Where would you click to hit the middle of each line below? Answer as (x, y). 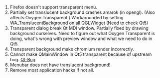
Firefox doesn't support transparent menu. (53, 7)
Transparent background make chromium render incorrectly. (72, 49)
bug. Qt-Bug (23, 59)
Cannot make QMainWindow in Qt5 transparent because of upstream (81, 54)
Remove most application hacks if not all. (52, 70)
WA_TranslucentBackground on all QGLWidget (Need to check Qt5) (79, 23)
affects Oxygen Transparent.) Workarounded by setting (67, 18)
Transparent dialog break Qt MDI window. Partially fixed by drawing (79, 28)
